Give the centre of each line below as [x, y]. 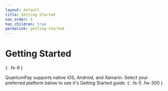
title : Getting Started [30, 15]
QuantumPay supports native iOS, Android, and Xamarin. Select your [77, 78]
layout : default [22, 10]
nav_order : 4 [19, 19]
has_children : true [26, 24]
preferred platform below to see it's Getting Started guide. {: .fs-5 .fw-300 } [84, 83]
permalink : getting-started [35, 29]
